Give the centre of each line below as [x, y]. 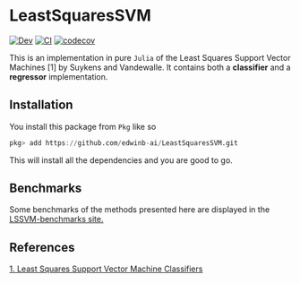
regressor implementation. [59, 76]
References [42, 247]
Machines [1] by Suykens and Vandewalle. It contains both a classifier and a [150, 67]
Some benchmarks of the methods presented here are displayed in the [140, 210]
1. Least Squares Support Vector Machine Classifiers [106, 269]
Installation [41, 105]
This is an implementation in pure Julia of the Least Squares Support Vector [150, 57]
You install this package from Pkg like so [83, 126]
